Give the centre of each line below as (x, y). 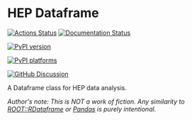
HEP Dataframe (53, 13)
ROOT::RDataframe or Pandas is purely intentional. (82, 109)
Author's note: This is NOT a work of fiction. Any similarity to (96, 102)
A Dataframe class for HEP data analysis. (67, 87)
